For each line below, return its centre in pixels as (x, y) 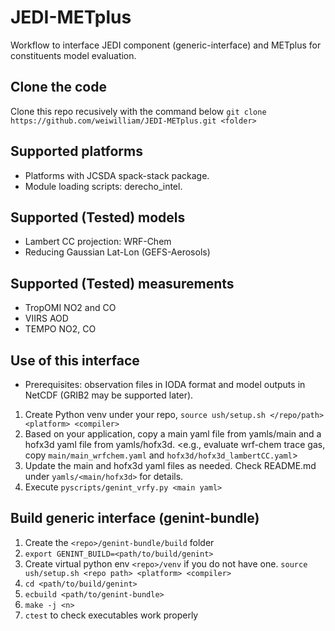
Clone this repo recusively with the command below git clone (138, 111)
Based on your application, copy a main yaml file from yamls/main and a (173, 434)
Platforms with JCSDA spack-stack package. (117, 175)
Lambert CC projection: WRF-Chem (98, 242)
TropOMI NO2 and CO (70, 308)
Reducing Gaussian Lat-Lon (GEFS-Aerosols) (117, 252)
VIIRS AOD (46, 318)
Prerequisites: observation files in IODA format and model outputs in (165, 384)
